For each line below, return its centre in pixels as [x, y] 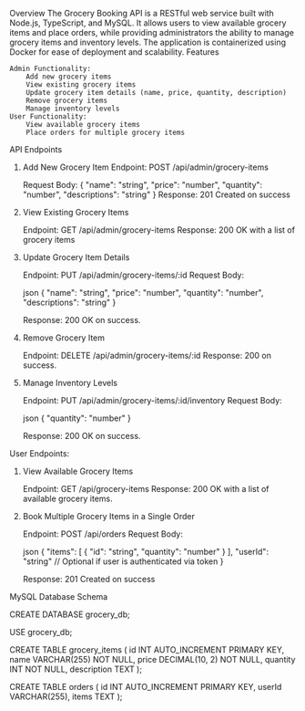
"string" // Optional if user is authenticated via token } [123, 561]
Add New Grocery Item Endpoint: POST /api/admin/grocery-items [145, 167]
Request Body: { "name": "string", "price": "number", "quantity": [142, 185]
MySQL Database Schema [59, 596]
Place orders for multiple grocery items [105, 132]
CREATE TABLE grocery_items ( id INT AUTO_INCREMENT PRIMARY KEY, [147, 650]
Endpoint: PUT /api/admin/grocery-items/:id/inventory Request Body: [152, 400]
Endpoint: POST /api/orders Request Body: [103, 534]
